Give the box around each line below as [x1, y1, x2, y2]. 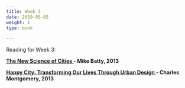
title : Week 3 [6, 8, 41, 15]
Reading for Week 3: [6, 46, 56, 53]
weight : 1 [6, 19, 31, 25]
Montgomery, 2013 [6, 75, 54, 82]
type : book [6, 25, 33, 31]
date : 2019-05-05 [6, 14, 49, 20]
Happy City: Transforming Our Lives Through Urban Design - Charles [6, 69, 180, 76]
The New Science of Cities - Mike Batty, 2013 [6, 57, 119, 65]
